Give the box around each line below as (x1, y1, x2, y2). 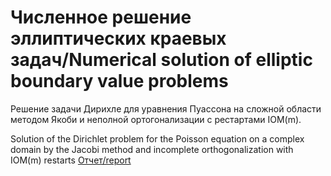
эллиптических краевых (10, 27, 227, 50)
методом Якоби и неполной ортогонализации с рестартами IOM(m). (10, 113, 302, 125)
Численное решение (10, 6, 192, 29)
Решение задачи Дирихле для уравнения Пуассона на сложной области (10, 102, 322, 115)
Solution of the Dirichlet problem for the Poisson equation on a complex (10, 132, 305, 145)
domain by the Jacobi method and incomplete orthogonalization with (10, 143, 294, 155)
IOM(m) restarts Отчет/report (10, 154, 132, 166)
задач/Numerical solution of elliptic (10, 49, 313, 71)
